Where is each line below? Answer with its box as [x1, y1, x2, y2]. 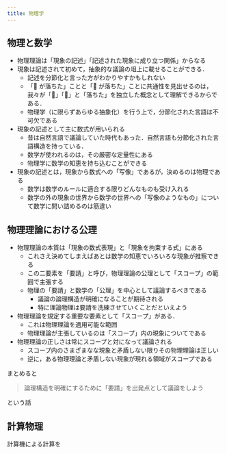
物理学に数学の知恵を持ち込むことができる [27, 159, 148, 168]
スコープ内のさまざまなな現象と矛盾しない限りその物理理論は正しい [27, 346, 219, 355]
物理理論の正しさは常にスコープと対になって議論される [16, 338, 173, 346]
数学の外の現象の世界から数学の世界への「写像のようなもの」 [27, 193, 202, 202]
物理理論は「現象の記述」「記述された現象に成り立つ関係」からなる [16, 56, 206, 65]
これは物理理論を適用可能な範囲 [27, 320, 118, 329]
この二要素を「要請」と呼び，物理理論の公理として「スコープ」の [27, 269, 213, 277]
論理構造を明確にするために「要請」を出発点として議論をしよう [23, 384, 204, 392]
